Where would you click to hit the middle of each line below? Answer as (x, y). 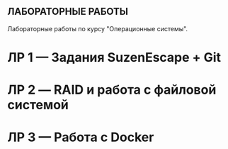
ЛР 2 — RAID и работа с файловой (112, 90)
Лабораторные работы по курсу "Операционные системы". (98, 28)
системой (38, 105)
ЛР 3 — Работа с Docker (81, 137)
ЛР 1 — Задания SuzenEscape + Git (114, 57)
